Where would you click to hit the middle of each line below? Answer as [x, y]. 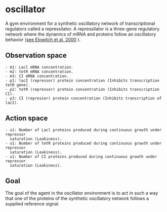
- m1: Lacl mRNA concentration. [39, 67]
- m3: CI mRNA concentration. [37, 76]
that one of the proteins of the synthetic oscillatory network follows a [77, 198]
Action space [27, 118]
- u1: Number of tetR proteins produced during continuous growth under [83, 143]
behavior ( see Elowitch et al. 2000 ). [43, 40]
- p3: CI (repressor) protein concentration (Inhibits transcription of [83, 98]
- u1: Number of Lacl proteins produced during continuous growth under [83, 130]
